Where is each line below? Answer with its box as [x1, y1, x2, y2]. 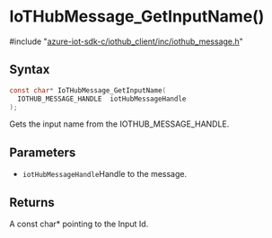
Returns [9, 195, 56, 210]
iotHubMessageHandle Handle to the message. [22, 169, 188, 180]
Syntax [9, 62, 50, 77]
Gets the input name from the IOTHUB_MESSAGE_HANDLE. [9, 119, 230, 129]
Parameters [9, 145, 76, 160]
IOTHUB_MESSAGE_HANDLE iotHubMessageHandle [17, 94, 187, 103]
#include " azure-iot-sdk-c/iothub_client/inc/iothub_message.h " [9, 36, 244, 47]
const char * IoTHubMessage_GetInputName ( [9, 85, 167, 95]
